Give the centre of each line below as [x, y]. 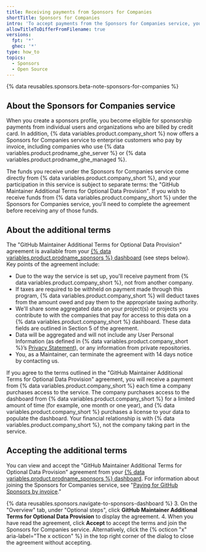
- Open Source [30, 69]
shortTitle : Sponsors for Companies [53, 18]
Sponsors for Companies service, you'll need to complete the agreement [98, 204]
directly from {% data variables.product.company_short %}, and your [93, 178]
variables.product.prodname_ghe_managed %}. [67, 159]
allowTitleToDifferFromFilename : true [56, 29]
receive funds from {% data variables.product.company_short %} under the [102, 197]
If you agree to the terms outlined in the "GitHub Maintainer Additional [94, 373]
